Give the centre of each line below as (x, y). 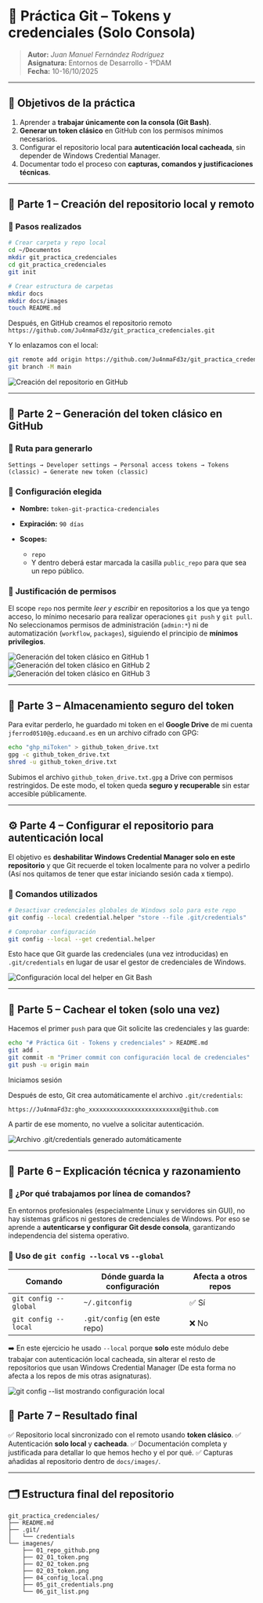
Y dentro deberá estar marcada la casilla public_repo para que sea (139, 563)
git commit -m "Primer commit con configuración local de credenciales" (129, 1057)
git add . (24, 1050)
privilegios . (27, 642)
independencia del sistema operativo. (68, 1235)
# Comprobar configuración (52, 931)
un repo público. (58, 571)
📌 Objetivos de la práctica (72, 103)
